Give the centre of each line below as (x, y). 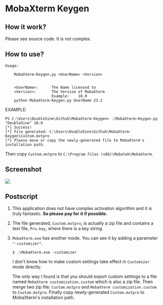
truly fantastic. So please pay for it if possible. (60, 214)
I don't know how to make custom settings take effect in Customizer (81, 262)
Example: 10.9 (69, 96)
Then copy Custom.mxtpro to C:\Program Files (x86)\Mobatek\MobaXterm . (79, 153)
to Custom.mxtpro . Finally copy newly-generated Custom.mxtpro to (78, 292)
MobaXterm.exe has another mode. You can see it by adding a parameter (85, 238)
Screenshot (23, 170)
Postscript (21, 197)
